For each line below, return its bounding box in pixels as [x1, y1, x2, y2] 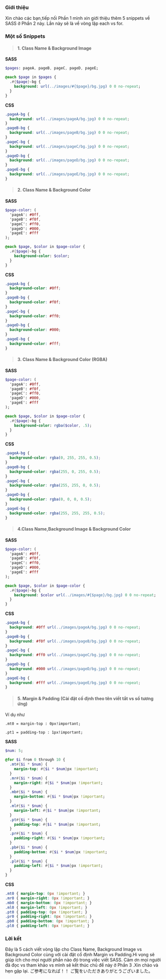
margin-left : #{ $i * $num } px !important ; [14, 808, 101, 813]
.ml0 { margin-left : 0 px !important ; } [5, 905, 88, 910]
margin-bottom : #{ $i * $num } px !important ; [14, 794, 106, 799]
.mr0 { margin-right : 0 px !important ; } [5, 896, 90, 901]
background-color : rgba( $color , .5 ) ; [14, 423, 92, 428]
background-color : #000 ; [9, 327, 61, 332]
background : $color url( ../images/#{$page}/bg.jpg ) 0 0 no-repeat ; [14, 592, 156, 598]
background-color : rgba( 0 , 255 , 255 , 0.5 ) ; [9, 455, 101, 460]
